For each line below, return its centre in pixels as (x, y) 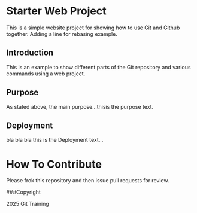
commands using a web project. (46, 74)
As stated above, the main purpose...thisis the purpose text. (80, 106)
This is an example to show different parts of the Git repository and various (99, 67)
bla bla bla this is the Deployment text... (55, 140)
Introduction (30, 53)
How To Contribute (54, 164)
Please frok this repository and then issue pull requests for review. (88, 181)
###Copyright (23, 192)
